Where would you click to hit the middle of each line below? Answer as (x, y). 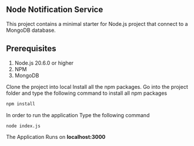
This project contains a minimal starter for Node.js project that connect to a (97, 24)
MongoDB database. (31, 30)
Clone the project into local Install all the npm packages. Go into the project (97, 87)
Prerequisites (31, 49)
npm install (21, 104)
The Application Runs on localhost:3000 (56, 137)
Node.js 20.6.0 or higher (44, 63)
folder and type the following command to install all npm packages (87, 93)
